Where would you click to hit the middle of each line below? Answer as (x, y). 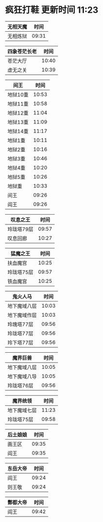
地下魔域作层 (22, 315)
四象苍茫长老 (22, 51)
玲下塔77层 (20, 342)
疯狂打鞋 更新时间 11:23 (52, 10)
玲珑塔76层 (20, 385)
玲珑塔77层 (20, 333)
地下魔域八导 (22, 376)
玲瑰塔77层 (20, 324)
